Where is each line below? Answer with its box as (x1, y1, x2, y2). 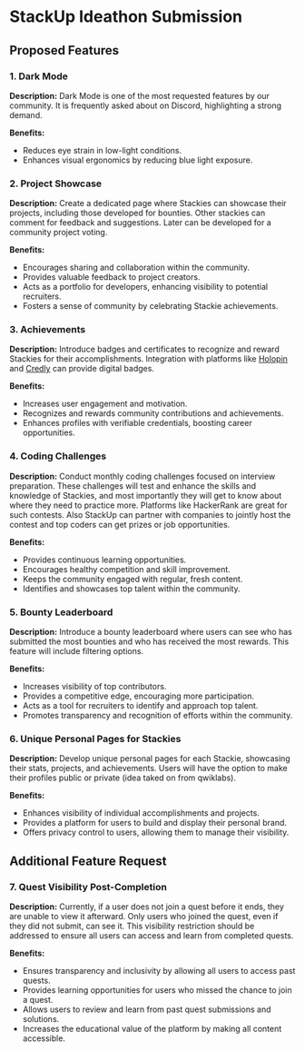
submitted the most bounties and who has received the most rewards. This (9, 636, 290, 647)
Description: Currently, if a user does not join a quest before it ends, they (9, 901, 284, 912)
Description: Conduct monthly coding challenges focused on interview (9, 471, 276, 481)
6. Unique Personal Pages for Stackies (9, 732, 182, 745)
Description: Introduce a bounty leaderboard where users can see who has (9, 627, 292, 638)
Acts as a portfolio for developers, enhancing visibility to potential (22, 282, 269, 292)
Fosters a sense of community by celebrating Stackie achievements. (22, 301, 279, 312)
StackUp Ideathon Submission (9, 6, 243, 27)
